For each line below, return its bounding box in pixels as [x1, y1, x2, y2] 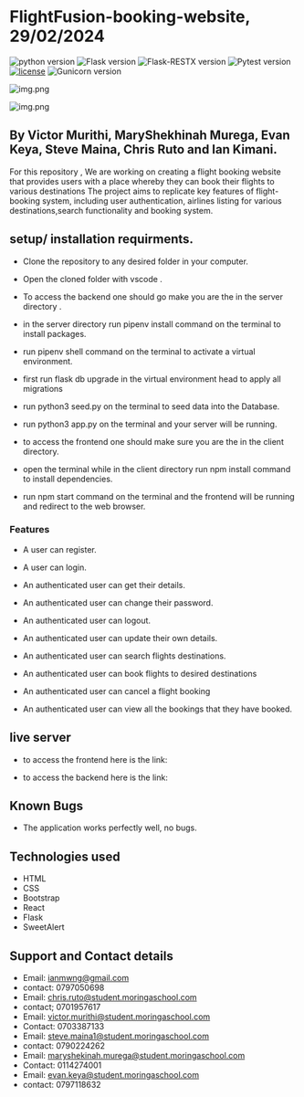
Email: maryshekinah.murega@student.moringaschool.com [22, 1050, 246, 1061]
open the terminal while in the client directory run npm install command [22, 463, 291, 474]
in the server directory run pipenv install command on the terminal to [22, 318, 281, 330]
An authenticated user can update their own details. [22, 632, 218, 643]
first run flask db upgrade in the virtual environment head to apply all [22, 373, 281, 385]
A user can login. [22, 562, 87, 573]
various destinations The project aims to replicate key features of [9, 185, 254, 196]
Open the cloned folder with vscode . [22, 273, 162, 284]
